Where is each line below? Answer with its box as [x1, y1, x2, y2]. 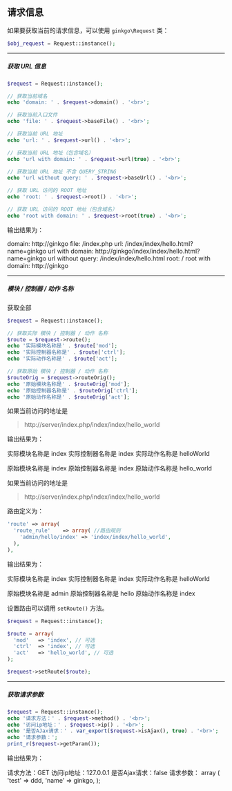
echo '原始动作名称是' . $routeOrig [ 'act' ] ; [7, 393, 130, 401]
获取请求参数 [7, 690, 43, 699]
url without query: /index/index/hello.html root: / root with [48, 254, 211, 263]
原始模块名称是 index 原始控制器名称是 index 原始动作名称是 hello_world [7, 464, 213, 473]
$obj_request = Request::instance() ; [7, 40, 116, 47]
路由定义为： [7, 507, 43, 515]
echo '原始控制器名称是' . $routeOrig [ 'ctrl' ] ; [7, 387, 138, 394]
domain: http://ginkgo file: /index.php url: [7, 239, 124, 247]
